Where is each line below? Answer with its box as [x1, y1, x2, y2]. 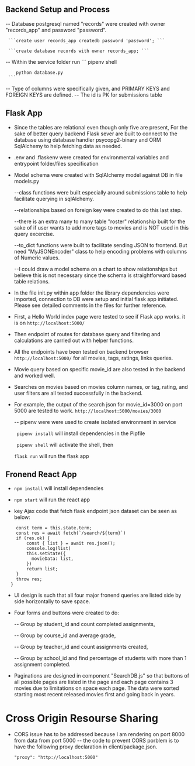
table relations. [13, 278, 50, 285]
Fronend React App [5, 470, 77, 480]
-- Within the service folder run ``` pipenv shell [5, 58, 117, 65]
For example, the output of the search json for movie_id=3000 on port [13, 401, 183, 408]
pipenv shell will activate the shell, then [16, 441, 114, 448]
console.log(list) [26, 546, 71, 552]
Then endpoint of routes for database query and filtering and [13, 330, 161, 337]
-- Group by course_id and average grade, [13, 632, 116, 639]
